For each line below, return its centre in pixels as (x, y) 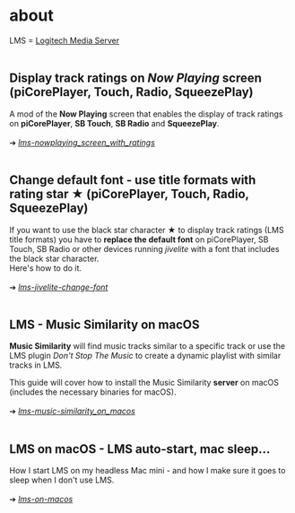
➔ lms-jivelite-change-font (59, 287)
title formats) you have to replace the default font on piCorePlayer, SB (139, 239)
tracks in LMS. (36, 365)
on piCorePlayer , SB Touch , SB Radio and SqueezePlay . (114, 123)
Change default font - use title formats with (133, 180)
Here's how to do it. (46, 268)
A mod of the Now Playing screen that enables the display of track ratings (146, 114)
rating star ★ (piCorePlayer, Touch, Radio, (129, 194)
